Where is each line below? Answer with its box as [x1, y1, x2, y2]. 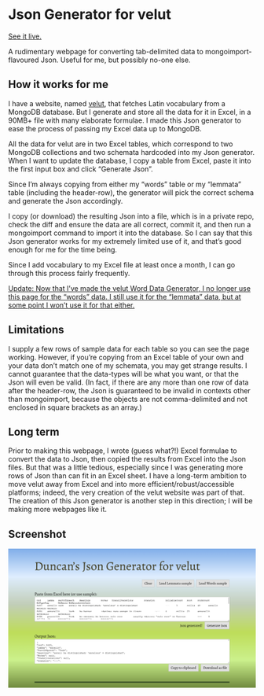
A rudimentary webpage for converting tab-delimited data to [8, 46, 204, 56]
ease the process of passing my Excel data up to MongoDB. [8, 123, 202, 133]
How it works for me [8, 78, 108, 91]
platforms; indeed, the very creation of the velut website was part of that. [8, 488, 245, 497]
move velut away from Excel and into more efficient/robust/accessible [8, 480, 235, 489]
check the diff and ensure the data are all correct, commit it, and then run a [8, 219, 251, 229]
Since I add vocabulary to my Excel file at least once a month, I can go [8, 260, 236, 269]
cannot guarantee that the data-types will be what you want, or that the [8, 369, 240, 378]
